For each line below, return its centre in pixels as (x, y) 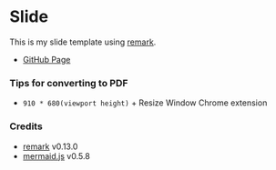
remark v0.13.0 (50, 146)
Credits (26, 126)
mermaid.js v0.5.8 (56, 155)
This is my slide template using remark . (83, 42)
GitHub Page (46, 59)
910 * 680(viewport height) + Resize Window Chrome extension (145, 103)
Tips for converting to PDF (69, 83)
